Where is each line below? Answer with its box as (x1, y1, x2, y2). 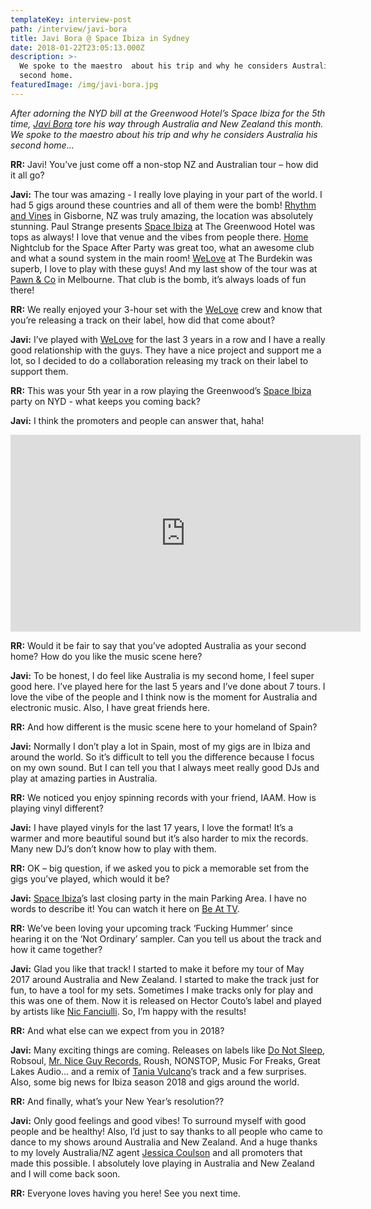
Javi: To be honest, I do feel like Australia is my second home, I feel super (10, 669, 315, 681)
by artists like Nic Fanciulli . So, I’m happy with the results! (10, 1005, 247, 1017)
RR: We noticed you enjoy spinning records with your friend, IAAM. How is (10, 791, 317, 803)
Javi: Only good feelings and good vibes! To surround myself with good (10, 1114, 307, 1126)
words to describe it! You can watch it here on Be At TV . (10, 902, 240, 915)
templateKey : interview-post (10, 14, 132, 25)
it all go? (10, 169, 45, 181)
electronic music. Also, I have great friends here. (10, 701, 211, 713)
